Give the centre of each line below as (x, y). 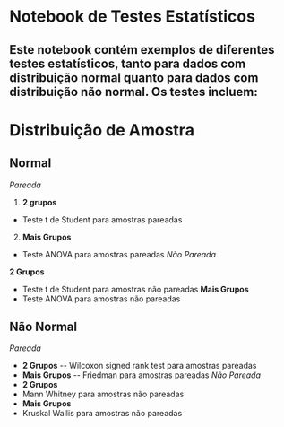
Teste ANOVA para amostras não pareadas (101, 299)
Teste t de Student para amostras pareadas (102, 219)
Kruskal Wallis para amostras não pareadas (102, 414)
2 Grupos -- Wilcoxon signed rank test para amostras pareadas (139, 366)
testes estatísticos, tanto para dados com (128, 63)
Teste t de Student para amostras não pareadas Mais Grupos (135, 289)
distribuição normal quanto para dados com (134, 78)
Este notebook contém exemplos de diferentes (142, 50)
